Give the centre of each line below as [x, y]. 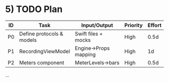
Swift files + [89, 34]
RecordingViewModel [45, 51]
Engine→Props [92, 48]
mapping [85, 54]
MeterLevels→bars [97, 62]
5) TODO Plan [34, 9]
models [28, 40]
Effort [155, 25]
